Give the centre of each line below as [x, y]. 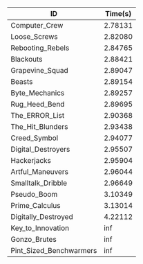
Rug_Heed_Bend [38, 104]
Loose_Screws [35, 36]
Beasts [22, 81]
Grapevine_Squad [40, 70]
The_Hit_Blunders [39, 126]
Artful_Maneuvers [40, 171]
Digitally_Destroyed [42, 217]
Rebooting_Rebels [40, 48]
